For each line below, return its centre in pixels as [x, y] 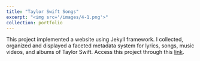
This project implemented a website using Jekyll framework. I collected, [95, 40]
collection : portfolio [34, 23]
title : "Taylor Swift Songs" [43, 12]
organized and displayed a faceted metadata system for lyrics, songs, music [100, 46]
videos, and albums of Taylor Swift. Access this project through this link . [95, 52]
